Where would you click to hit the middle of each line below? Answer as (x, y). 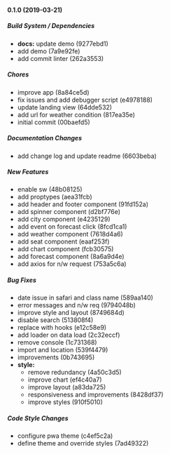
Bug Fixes (22, 280)
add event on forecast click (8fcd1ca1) (72, 227)
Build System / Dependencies (51, 26)
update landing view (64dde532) (65, 107)
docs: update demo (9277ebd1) (63, 44)
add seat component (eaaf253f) (63, 241)
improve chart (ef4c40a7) (65, 380)
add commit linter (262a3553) (61, 58)
